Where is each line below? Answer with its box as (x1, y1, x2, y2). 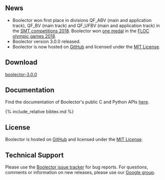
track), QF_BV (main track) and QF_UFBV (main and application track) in (12, 22, 160, 28)
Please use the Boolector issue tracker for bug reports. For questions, (5, 164, 149, 170)
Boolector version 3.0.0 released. (12, 38, 81, 44)
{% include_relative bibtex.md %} (5, 109, 74, 115)
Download (5, 58, 37, 67)
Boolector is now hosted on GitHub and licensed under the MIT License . (12, 43, 161, 49)
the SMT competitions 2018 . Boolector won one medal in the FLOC (12, 27, 150, 34)
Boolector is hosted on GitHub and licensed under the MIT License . (5, 137, 143, 143)
